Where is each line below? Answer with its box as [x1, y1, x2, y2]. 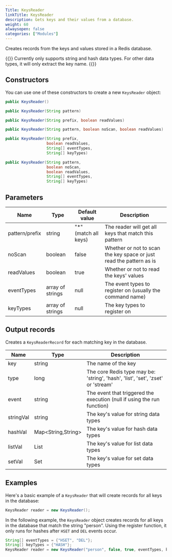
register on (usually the [104, 287, 161, 294]
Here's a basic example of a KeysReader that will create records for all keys [5, 492, 162, 498]
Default [78, 208, 97, 215]
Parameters [5, 193, 44, 202]
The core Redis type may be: [87, 368, 156, 375]
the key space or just [104, 251, 155, 258]
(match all [74, 230, 99, 236]
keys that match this [104, 230, 154, 236]
